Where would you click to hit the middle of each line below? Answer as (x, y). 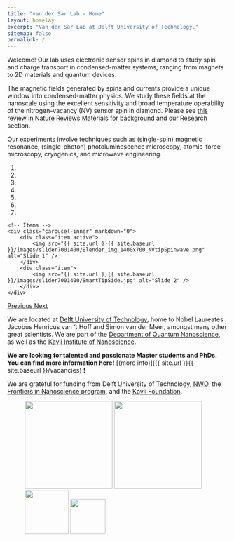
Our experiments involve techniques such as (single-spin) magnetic (105, 139)
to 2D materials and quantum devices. (62, 75)
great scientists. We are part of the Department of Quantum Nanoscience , (114, 335)
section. (19, 126)
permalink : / (26, 40)
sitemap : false (29, 33)
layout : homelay (31, 20)
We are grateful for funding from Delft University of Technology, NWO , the (114, 384)
